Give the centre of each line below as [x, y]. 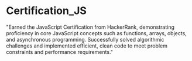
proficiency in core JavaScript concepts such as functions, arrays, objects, [97, 33]
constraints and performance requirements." [59, 52]
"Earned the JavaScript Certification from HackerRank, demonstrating [90, 27]
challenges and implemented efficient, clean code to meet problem [87, 46]
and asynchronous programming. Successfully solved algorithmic [85, 39]
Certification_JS [46, 11]
